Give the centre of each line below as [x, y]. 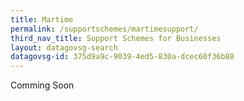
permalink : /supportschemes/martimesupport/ [104, 29]
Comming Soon [42, 85]
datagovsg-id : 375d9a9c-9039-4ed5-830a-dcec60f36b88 [122, 57]
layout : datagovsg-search [64, 47]
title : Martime [42, 19]
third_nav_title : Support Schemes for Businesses [116, 38]
